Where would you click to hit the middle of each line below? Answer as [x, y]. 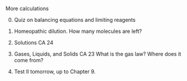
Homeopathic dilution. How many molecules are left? [78, 31]
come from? [29, 60]
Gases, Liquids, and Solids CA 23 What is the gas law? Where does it [98, 54]
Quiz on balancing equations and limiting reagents [75, 20]
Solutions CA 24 [34, 43]
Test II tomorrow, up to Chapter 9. [55, 72]
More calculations [27, 9]
